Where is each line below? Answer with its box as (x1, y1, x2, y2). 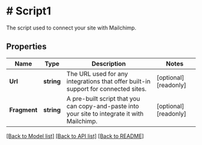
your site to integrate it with (66, 110, 144, 118)
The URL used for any (66, 69, 128, 78)
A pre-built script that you (66, 94, 140, 103)
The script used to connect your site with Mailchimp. (6, 24, 136, 31)
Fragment (9, 105, 38, 114)
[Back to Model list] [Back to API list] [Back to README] (6, 132, 144, 140)
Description (91, 59, 126, 67)
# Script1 (6, 4, 51, 18)
